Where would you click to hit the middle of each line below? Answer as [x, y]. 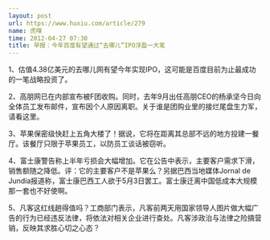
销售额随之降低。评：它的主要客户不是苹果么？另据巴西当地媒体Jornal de [130, 171]
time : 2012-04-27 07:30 [48, 38]
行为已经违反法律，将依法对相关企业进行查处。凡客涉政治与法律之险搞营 [142, 218]
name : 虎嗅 [25, 31]
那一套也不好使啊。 [40, 191]
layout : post [30, 16]
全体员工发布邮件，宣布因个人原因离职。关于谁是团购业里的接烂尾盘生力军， [135, 107]
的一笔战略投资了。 [40, 79]
